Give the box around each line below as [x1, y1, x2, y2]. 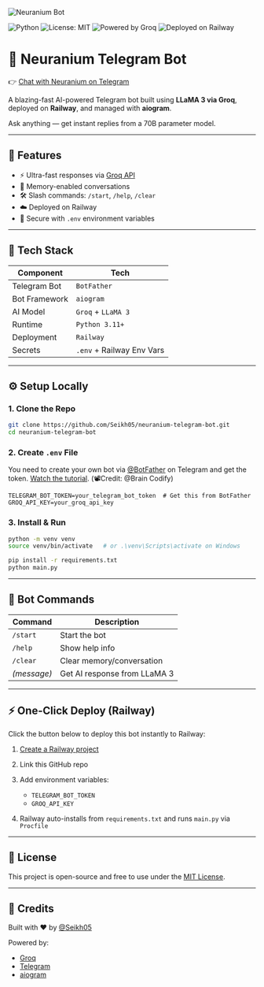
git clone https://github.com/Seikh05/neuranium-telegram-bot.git [8, 421, 230, 429]
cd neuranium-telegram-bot [8, 429, 97, 436]
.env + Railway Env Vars [75, 344, 165, 355]
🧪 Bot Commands [8, 593, 95, 607]
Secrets [12, 344, 41, 355]
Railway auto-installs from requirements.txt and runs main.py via [19, 814, 230, 823]
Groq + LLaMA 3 [75, 306, 130, 317]
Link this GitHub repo [19, 759, 89, 769]
